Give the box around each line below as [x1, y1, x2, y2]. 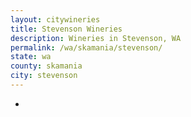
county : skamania [10, 61, 83, 71]
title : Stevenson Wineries [10, 24, 123, 34]
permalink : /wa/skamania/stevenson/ [10, 42, 163, 53]
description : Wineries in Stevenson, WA [10, 33, 182, 43]
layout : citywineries [10, 14, 101, 25]
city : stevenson [10, 71, 78, 81]
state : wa [10, 52, 52, 62]
